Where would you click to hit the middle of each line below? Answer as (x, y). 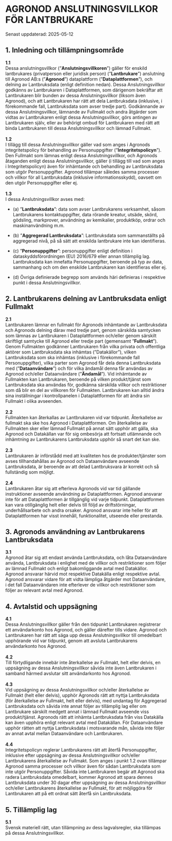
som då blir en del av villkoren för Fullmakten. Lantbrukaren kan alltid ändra (85, 390)
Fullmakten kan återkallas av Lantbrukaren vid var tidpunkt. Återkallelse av (84, 417)
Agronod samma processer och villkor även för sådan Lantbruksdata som (83, 767)
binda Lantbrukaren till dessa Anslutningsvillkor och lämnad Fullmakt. (78, 128)
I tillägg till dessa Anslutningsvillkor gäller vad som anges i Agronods (78, 144)
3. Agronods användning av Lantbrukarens (75, 531)
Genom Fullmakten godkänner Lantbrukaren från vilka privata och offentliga (85, 346)
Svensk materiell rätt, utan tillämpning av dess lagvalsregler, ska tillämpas (83, 827)
